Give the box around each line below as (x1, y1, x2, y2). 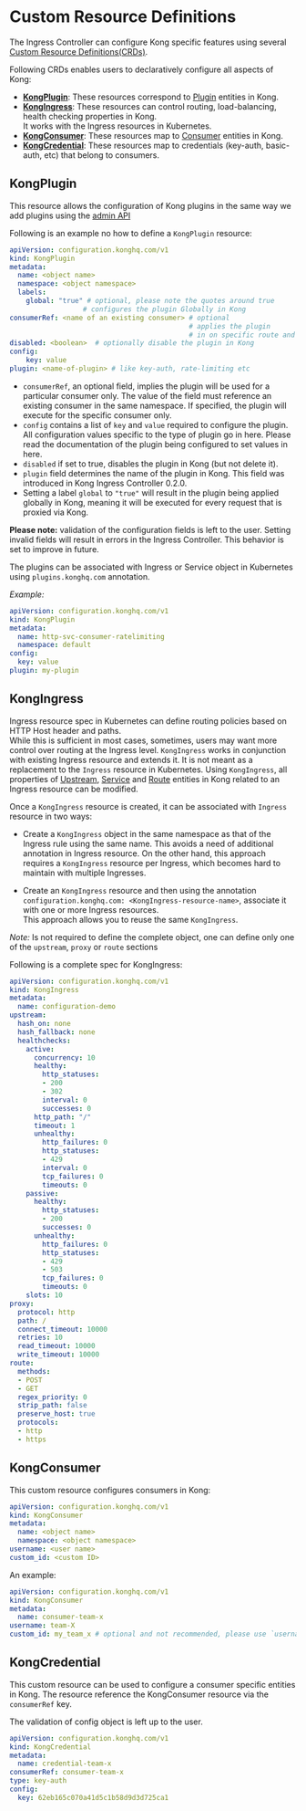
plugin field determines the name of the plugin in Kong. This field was (22, 467, 285, 478)
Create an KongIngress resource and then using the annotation (22, 885, 257, 895)
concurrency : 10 (33, 1052, 96, 1063)
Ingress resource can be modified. (9, 783, 138, 794)
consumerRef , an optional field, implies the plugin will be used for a (22, 381, 270, 392)
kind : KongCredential (9, 1742, 92, 1752)
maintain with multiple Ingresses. (22, 867, 147, 878)
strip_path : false (17, 1401, 88, 1410)
